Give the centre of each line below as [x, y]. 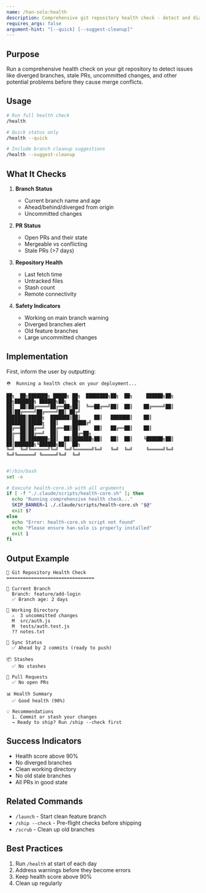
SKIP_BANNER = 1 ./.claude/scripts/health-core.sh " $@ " [82, 505]
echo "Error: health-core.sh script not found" [74, 522]
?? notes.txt [29, 632]
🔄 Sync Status [25, 643]
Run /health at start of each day [56, 863]
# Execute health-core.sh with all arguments [65, 488]
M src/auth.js [31, 621]
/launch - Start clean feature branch [61, 816]
